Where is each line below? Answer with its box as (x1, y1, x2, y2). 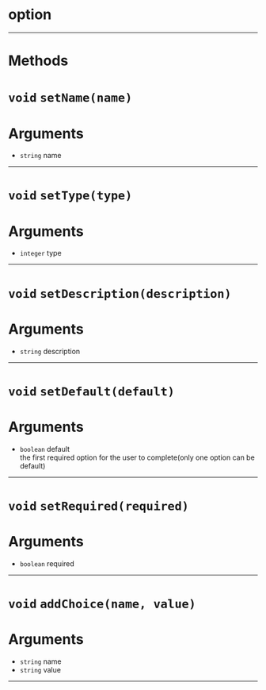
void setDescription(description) (8, 286, 232, 301)
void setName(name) (8, 91, 133, 106)
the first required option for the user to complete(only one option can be (19, 453, 255, 462)
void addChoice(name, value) (8, 596, 196, 611)
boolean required (19, 558, 75, 569)
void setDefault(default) (8, 384, 176, 399)
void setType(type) (8, 188, 133, 203)
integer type (19, 249, 62, 258)
